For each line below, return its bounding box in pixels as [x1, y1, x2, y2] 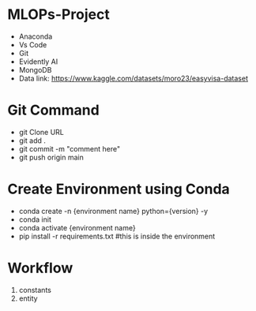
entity [18, 294, 38, 303]
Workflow [7, 259, 73, 277]
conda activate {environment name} [18, 223, 136, 232]
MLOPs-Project [7, 6, 110, 24]
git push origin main [18, 152, 84, 162]
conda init [18, 215, 52, 224]
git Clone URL [18, 127, 65, 137]
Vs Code [18, 39, 47, 49]
